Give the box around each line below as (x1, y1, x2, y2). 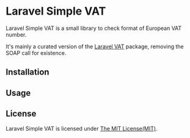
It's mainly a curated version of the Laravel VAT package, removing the (5, 43, 184, 50)
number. (5, 31, 27, 38)
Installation (5, 67, 49, 78)
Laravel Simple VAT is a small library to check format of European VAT (5, 24, 182, 32)
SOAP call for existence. (5, 49, 67, 56)
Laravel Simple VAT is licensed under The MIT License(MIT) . (5, 125, 158, 132)
